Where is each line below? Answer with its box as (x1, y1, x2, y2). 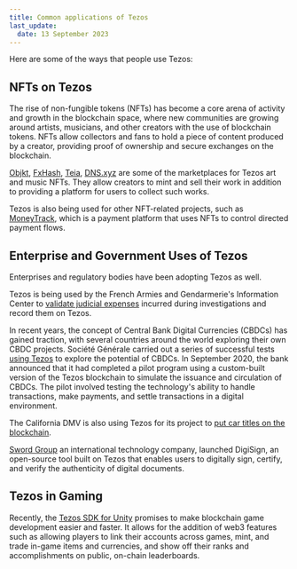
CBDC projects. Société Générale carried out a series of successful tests (9, 344, 275, 354)
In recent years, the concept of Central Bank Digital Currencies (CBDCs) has (9, 325, 288, 336)
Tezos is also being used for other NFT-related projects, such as (9, 203, 244, 214)
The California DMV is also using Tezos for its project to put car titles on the (9, 418, 285, 428)
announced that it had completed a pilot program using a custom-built (9, 363, 265, 373)
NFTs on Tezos (9, 79, 93, 94)
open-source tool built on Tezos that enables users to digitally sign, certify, (9, 454, 283, 464)
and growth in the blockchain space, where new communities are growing (9, 113, 279, 123)
